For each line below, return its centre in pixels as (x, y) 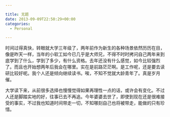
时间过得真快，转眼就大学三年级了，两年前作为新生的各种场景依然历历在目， (85, 48)
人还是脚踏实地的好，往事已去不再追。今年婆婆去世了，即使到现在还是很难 (83, 97)
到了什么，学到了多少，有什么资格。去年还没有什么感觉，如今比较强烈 (87, 61)
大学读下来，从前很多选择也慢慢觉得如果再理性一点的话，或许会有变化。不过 (85, 90)
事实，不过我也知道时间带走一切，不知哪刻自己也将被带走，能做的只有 (87, 103)
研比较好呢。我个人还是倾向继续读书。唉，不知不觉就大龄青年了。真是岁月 (83, 73)
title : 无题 (17, 14)
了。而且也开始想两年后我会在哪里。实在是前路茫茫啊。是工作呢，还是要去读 (85, 67)
